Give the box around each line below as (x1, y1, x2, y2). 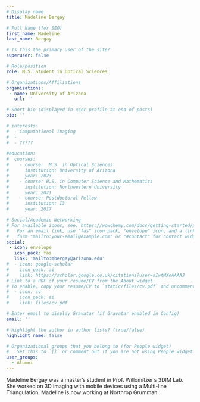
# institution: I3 (6, 201, 65, 207)
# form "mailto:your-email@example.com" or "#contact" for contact (6, 233, 183, 239)
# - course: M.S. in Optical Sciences (6, 162, 113, 168)
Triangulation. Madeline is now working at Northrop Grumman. (6, 388, 160, 396)
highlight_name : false (6, 332, 62, 338)
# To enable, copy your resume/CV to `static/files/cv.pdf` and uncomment (6, 283, 196, 289)
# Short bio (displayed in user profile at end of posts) (6, 107, 153, 113)
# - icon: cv (6, 289, 42, 295)
